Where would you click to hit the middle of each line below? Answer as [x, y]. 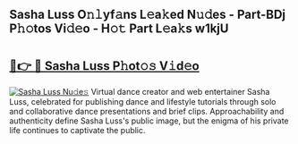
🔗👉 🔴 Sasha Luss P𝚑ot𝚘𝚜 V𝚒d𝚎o [104, 66]
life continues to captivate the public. [77, 130]
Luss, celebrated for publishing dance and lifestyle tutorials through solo [143, 102]
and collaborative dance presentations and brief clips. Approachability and [147, 111]
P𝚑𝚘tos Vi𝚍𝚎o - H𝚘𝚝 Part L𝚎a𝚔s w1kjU [119, 29]
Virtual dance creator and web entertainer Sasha [180, 92]
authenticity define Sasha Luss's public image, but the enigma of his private [149, 121]
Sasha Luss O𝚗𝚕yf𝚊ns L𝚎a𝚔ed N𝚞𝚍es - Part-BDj [148, 15]
